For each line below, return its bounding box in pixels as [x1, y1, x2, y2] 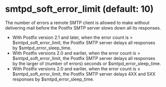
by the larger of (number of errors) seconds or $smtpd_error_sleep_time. [12, 60, 161, 66]
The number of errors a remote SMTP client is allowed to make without [5, 20, 150, 26]
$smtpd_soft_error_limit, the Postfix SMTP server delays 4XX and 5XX [12, 71, 156, 77]
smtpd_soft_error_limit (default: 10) [5, 3, 154, 15]
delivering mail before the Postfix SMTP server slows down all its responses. [5, 25, 161, 30]
